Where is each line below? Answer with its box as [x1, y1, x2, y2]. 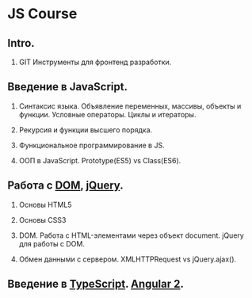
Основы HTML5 [18, 200, 72, 209]
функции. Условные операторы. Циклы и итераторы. [18, 109, 197, 119]
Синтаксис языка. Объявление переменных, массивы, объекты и [18, 101, 242, 111]
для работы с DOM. [18, 239, 85, 248]
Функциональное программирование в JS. [18, 140, 165, 150]
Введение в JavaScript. [7, 80, 128, 94]
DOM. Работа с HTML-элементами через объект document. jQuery [18, 231, 245, 240]
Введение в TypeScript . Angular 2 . [7, 277, 184, 291]
